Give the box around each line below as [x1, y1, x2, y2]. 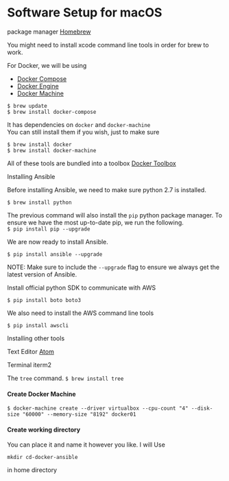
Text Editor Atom [7, 347, 55, 355]
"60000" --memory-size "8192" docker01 [22, 411, 136, 418]
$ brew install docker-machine [7, 147, 97, 154]
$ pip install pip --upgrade [7, 225, 91, 233]
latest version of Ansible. [7, 270, 77, 279]
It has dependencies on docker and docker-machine [7, 120, 151, 128]
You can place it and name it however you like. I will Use [7, 441, 166, 449]
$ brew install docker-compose [7, 108, 97, 115]
